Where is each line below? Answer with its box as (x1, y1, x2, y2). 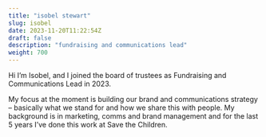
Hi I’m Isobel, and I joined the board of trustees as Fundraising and (8, 71, 227, 80)
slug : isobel (8, 19, 52, 27)
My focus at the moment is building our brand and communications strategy (8, 95, 258, 104)
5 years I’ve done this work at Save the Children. (8, 120, 168, 129)
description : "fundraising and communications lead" (8, 41, 188, 49)
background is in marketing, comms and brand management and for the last (8, 112, 259, 120)
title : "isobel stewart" (8, 11, 91, 20)
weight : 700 (8, 49, 48, 57)
